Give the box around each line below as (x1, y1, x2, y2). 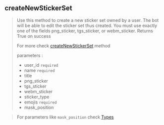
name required (24, 67, 55, 73)
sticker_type (24, 94, 50, 100)
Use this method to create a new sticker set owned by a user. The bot (16, 17, 159, 23)
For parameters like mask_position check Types (16, 114, 114, 120)
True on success (16, 33, 51, 39)
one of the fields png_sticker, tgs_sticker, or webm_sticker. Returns (16, 27, 153, 34)
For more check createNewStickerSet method (16, 42, 110, 49)
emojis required (24, 99, 57, 105)
